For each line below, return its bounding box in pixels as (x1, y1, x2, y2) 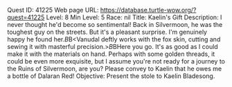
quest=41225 (7, 13, 45, 21)
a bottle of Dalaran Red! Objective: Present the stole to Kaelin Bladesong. (7, 72, 215, 80)
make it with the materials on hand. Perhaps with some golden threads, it (7, 50, 215, 58)
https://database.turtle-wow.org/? (100, 6, 197, 14)
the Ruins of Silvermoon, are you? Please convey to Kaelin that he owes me (7, 65, 222, 72)
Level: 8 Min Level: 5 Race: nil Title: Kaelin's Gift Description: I (46, 13, 222, 21)
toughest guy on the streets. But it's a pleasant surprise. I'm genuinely (7, 28, 208, 36)
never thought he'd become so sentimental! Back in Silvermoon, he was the (7, 21, 223, 28)
